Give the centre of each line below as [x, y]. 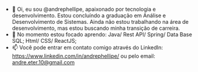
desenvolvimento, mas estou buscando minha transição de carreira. [96, 28]
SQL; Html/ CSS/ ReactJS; [44, 41]
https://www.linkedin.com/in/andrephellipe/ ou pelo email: [83, 56]
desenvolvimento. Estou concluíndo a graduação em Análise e [89, 15]
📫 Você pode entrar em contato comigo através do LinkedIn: [87, 47]
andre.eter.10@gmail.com [43, 62]
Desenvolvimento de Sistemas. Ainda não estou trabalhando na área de [100, 22]
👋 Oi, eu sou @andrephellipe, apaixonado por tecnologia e [84, 9]
